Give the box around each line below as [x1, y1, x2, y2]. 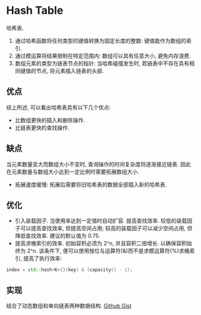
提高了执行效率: [23, 255, 62, 262]
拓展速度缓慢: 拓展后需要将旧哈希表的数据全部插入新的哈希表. [14, 181, 167, 188]
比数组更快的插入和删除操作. [14, 116, 85, 123]
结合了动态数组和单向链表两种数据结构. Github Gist [6, 302, 132, 310]
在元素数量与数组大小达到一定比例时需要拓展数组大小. [6, 168, 140, 175]
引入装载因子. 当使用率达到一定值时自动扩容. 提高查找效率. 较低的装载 [14, 217, 187, 225]
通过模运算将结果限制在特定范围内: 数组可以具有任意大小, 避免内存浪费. [14, 52, 191, 59]
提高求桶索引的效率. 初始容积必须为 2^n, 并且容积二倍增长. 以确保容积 [14, 240, 187, 247]
